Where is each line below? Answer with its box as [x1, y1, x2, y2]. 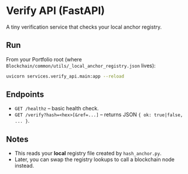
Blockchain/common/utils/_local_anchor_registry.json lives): [6, 62, 156, 69]
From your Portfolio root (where [6, 55, 82, 62]
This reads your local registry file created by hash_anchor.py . [14, 150, 162, 157]
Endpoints [6, 89, 45, 100]
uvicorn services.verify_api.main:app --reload [6, 73, 125, 79]
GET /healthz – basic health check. [14, 105, 99, 112]
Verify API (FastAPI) [6, 4, 105, 18]
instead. [14, 162, 35, 169]
